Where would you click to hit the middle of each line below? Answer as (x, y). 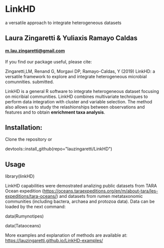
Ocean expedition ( (24, 191)
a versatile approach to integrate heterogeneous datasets (63, 23)
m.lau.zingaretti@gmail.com (35, 51)
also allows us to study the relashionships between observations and (75, 107)
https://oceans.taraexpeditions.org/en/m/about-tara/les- (101, 191)
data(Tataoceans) (23, 226)
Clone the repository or (29, 139)
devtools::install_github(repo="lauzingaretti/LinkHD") (59, 149)
